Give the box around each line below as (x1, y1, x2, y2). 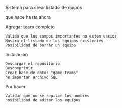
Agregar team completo (5, 24, 55, 30)
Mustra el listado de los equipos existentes (5, 38, 103, 43)
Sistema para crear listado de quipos (5, 5, 82, 10)
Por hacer (5, 84, 26, 89)
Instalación (5, 52, 28, 57)
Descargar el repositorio (5, 61, 60, 66)
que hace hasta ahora (5, 14, 51, 20)
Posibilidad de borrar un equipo (5, 43, 76, 48)
